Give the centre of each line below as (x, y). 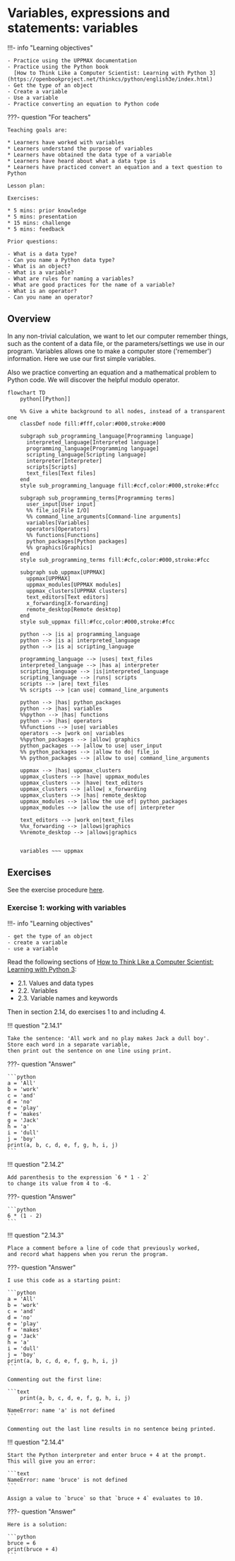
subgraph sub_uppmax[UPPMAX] (63, 572)
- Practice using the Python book (58, 67)
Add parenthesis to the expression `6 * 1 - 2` (79, 1177)
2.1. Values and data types (55, 983)
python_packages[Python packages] (77, 541)
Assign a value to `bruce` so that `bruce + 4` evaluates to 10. (105, 1498)
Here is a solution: (38, 1524)
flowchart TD (26, 393)
